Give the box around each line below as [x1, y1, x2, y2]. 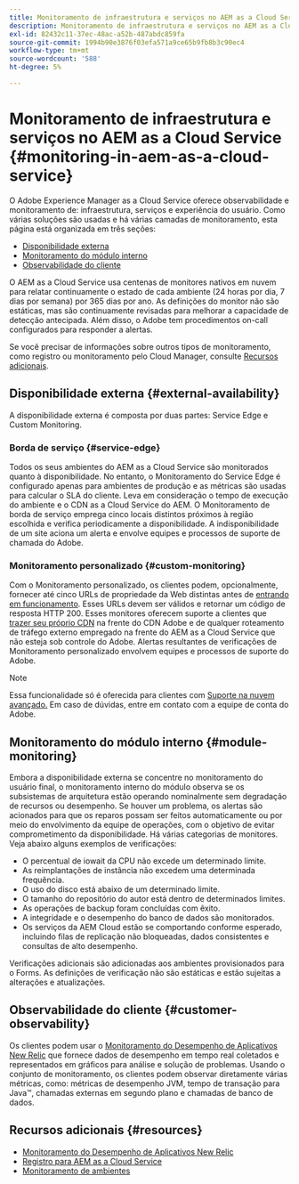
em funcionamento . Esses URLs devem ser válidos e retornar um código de [9, 598, 287, 610]
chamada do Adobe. [9, 537, 84, 547]
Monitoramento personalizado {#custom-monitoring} [9, 559, 246, 572]
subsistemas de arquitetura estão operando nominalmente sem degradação [9, 791, 287, 802]
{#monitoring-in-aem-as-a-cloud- [9, 147, 270, 167]
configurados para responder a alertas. [9, 324, 153, 335]
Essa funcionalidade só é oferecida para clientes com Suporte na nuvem [9, 690, 275, 701]
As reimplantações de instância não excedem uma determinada [21, 865, 255, 876]
